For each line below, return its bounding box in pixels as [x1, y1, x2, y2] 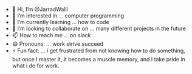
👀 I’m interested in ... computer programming [12, 12, 125, 19]
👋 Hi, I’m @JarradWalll [12, 6, 68, 13]
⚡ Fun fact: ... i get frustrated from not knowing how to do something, [12, 47, 185, 54]
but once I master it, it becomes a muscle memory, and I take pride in [12, 56, 185, 63]
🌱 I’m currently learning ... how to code [12, 19, 109, 25]
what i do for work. [12, 62, 60, 69]
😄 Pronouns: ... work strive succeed [12, 40, 104, 48]
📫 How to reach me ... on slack [12, 32, 91, 39]
